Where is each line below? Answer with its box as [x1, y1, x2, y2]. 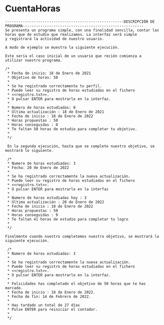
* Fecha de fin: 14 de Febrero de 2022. [7, 294, 91, 299]
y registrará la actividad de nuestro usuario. [5, 36, 105, 41]
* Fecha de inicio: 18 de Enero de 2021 [7, 71, 91, 76]
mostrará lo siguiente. [5, 148, 54, 153]
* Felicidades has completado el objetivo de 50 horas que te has [7, 281, 146, 286]
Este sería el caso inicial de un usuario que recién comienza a [5, 54, 141, 58]
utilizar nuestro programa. [5, 57, 63, 63]
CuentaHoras [5, 3, 60, 14]
